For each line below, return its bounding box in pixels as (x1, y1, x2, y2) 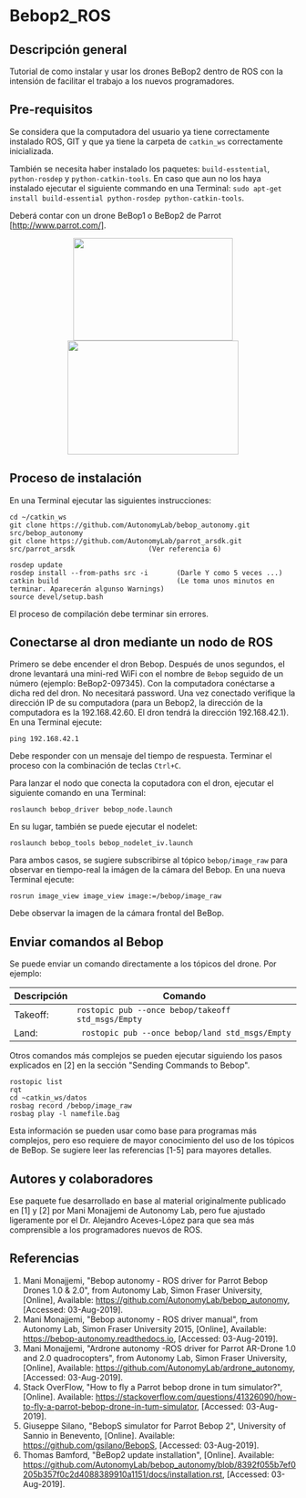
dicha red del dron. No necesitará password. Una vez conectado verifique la (9, 687, 296, 698)
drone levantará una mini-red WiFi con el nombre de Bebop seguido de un (9, 668, 284, 679)
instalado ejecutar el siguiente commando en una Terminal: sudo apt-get (9, 182, 282, 193)
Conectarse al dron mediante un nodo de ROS (9, 635, 273, 650)
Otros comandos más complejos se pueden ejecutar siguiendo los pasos (9, 1050, 282, 1061)
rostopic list (9, 1078, 64, 1087)
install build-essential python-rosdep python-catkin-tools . (9, 192, 245, 203)
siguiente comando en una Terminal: (9, 788, 147, 799)
